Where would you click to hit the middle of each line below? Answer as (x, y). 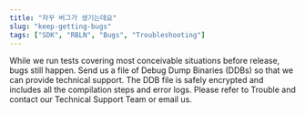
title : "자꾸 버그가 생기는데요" (63, 18)
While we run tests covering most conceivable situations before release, (145, 61)
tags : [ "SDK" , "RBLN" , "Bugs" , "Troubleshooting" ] (107, 35)
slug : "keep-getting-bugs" (61, 26)
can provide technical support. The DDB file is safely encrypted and (137, 80)
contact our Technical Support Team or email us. (101, 99)
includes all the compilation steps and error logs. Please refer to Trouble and (152, 90)
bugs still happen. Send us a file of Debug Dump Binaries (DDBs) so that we (152, 70)
